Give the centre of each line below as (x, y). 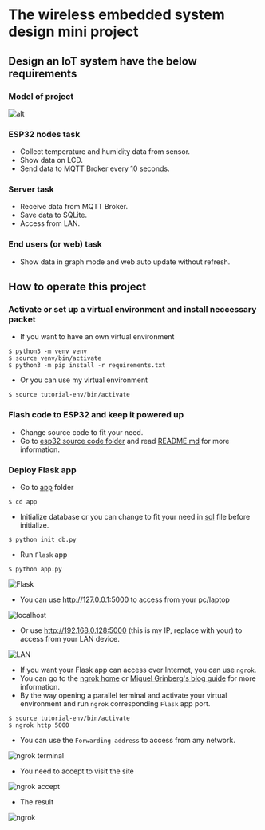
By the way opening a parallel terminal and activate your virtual (123, 695)
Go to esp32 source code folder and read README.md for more (125, 441)
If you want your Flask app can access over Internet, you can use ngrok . (138, 670)
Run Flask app (44, 555)
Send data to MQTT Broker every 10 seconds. (95, 168)
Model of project (41, 96)
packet (22, 319)
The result (37, 802)
